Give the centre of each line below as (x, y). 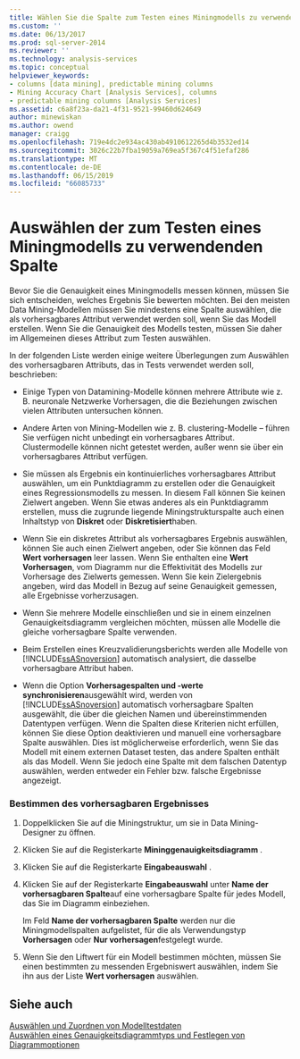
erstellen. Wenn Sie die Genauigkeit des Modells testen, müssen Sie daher (146, 329)
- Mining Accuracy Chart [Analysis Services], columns (113, 92)
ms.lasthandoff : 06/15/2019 (62, 175)
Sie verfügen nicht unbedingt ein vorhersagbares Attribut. (128, 438)
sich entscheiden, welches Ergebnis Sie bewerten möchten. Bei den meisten (150, 300)
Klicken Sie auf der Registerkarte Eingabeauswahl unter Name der (146, 885)
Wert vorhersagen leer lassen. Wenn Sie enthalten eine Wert (135, 558)
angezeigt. (42, 781)
